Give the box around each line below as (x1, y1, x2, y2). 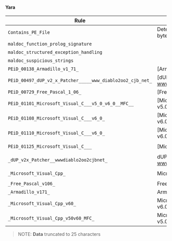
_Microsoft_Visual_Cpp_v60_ (8, 200, 76, 207)
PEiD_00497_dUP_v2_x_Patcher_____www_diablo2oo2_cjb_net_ (8, 77, 153, 84)
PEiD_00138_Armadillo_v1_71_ (8, 66, 79, 72)
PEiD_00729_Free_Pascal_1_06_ (8, 89, 82, 95)
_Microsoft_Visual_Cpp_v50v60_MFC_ (8, 215, 95, 222)
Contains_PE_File (8, 30, 50, 35)
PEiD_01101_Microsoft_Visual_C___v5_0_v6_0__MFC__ (8, 101, 134, 107)
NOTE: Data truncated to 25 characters (17, 231, 101, 237)
